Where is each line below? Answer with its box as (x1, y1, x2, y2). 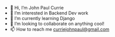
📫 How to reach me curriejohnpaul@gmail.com (10, 26, 110, 32)
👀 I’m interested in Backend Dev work (10, 10, 89, 16)
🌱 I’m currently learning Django (10, 15, 75, 21)
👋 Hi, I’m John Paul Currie (10, 5, 64, 10)
